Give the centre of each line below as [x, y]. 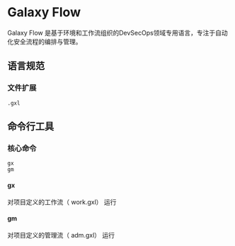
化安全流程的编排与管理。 [45, 41]
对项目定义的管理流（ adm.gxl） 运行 [61, 235]
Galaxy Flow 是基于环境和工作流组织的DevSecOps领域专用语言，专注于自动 [117, 33]
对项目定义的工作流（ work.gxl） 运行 [62, 201]
